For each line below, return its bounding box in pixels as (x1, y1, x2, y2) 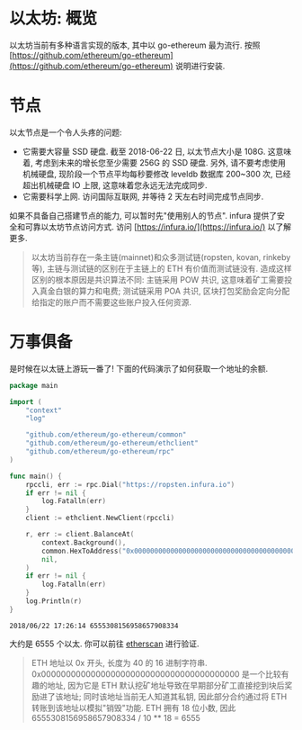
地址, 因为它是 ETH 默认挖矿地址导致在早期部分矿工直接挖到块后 (47, 680, 285, 690)
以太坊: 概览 (9, 8, 97, 29)
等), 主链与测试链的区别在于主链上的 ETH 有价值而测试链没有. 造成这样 (31, 263, 292, 274)
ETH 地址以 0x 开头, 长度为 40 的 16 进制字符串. (31, 657, 208, 668)
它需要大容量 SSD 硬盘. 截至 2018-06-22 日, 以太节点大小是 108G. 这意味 (22, 146, 292, 157)
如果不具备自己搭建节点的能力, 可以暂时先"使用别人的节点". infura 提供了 (9, 210, 278, 221)
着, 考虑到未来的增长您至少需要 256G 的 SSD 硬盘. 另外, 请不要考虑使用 (22, 157, 286, 167)
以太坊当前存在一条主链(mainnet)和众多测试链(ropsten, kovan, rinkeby (31, 251, 291, 262)
